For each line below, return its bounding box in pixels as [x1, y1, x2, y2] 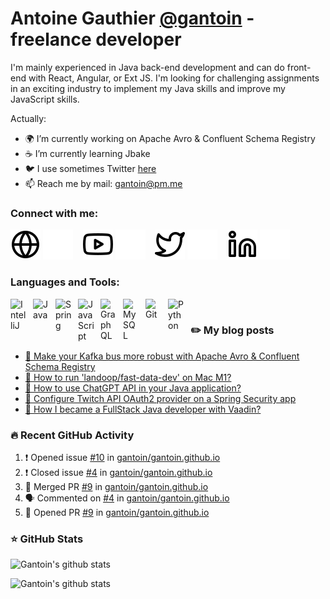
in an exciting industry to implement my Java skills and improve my [10, 82, 286, 94]
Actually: [10, 112, 47, 124]
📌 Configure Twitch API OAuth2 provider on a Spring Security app [24, 392, 297, 404]
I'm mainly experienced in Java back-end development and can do [10, 61, 285, 73]
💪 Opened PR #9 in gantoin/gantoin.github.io [24, 507, 210, 519]
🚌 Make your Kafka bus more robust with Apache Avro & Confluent [24, 350, 300, 362]
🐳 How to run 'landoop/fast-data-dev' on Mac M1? [24, 371, 232, 383]
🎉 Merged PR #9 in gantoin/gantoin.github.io [24, 481, 209, 493]
